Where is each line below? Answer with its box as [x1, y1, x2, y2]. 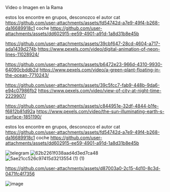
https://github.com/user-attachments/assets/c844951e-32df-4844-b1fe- [5, 103, 159, 109]
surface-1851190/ [5, 114, 42, 120]
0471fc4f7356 [5, 171, 35, 177]
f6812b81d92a [5, 109, 36, 114]
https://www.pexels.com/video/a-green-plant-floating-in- [39, 67, 161, 73]
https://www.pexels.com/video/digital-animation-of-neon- [37, 46, 160, 52]
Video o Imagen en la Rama [5, 5, 63, 10]
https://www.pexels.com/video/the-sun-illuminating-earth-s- [36, 109, 165, 114]
